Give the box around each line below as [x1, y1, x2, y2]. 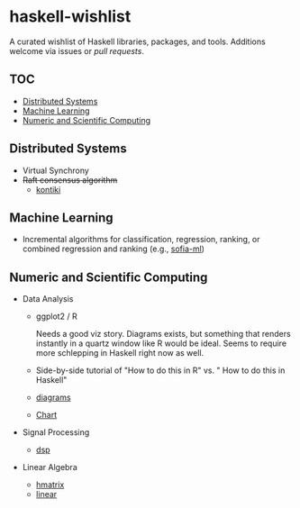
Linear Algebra [22, 462, 78, 473]
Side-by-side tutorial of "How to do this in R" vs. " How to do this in [35, 365, 286, 376]
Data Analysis [22, 294, 74, 304]
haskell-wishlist [9, 6, 132, 27]
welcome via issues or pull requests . [9, 45, 145, 56]
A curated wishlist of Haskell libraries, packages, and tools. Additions [9, 36, 266, 47]
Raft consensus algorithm [22, 174, 118, 186]
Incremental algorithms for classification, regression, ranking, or [22, 234, 260, 245]
